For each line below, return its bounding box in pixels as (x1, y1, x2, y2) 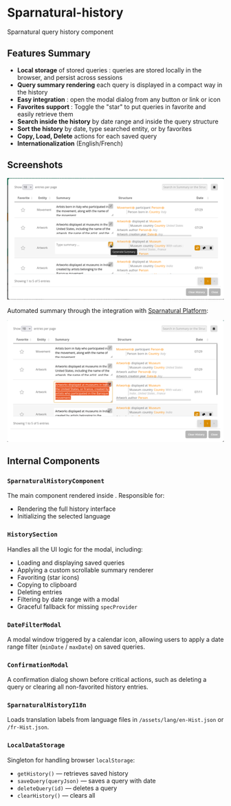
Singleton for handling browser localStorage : (7, 756, 135, 764)
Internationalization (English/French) (16, 139, 124, 148)
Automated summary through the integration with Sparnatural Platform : (7, 307, 208, 315)
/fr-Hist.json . (7, 723, 49, 732)
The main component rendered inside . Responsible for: (7, 492, 165, 500)
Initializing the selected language (16, 512, 111, 521)
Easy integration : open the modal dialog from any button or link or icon (16, 95, 221, 103)
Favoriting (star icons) (16, 573, 80, 581)
